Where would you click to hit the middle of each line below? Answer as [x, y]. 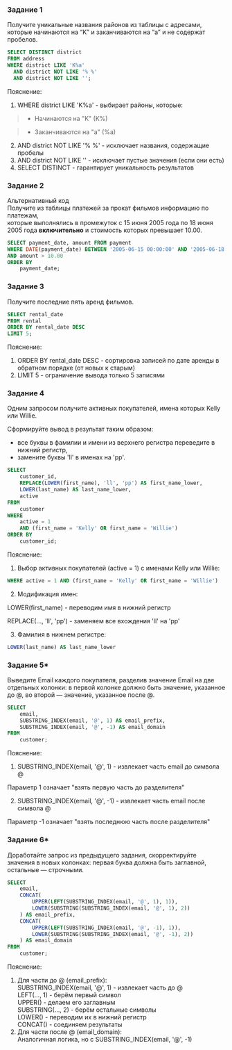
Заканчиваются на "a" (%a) [75, 132]
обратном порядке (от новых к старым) [76, 368]
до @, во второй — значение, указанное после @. [81, 695]
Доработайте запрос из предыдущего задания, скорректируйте [102, 855]
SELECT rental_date [35, 314]
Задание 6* [28, 840]
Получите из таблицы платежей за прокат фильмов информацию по [108, 208]
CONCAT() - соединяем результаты [70, 1025]
